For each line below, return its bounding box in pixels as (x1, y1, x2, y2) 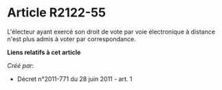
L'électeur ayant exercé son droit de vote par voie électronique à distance (7, 27, 215, 36)
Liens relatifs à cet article (7, 48, 81, 56)
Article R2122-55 (7, 5, 107, 21)
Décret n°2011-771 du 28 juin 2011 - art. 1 (16, 74, 133, 83)
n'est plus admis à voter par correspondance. (7, 34, 136, 43)
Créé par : (7, 61, 34, 69)
